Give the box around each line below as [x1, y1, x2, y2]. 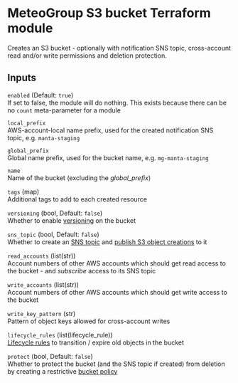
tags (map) [7, 187, 40, 196]
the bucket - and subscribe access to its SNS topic [7, 266, 156, 275]
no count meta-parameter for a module [7, 105, 121, 115]
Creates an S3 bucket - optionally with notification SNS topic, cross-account [7, 43, 232, 52]
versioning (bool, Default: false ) [7, 209, 103, 217]
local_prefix [7, 120, 46, 127]
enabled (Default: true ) [7, 90, 74, 99]
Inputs [7, 72, 37, 84]
